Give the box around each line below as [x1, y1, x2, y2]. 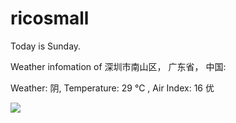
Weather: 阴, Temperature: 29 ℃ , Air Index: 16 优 [10, 82, 215, 94]
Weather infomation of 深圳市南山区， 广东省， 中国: [10, 60, 227, 72]
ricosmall [10, 7, 90, 30]
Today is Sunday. [10, 40, 82, 52]
